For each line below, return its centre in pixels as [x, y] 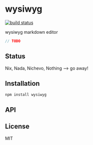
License [17, 127]
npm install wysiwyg [26, 95]
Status [15, 57]
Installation [22, 84]
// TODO [13, 41]
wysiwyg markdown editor [32, 32]
